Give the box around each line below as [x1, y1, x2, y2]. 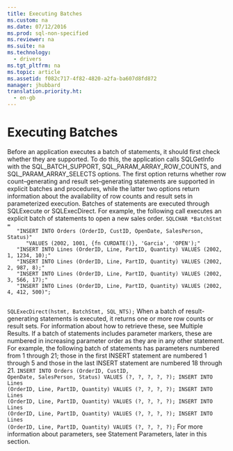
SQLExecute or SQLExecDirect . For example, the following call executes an [7, 206, 222, 215]
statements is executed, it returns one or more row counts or [40, 314, 214, 323]
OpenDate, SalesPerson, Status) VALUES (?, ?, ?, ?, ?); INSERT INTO [7, 374, 214, 381]
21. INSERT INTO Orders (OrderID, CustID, [7, 366, 129, 374]
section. [7, 437, 31, 445]
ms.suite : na [7, 43, 45, 49]
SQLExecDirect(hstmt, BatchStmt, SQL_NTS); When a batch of [7, 307, 184, 315]
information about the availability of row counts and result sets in [7, 192, 193, 200]
